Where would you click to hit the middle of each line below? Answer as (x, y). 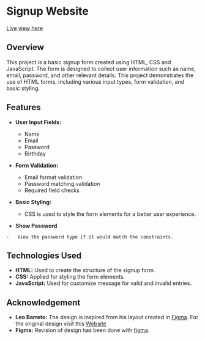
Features (24, 107)
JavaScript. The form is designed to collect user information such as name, (101, 68)
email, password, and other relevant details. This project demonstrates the (100, 75)
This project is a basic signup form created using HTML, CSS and (89, 62)
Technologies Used (44, 255)
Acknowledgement (43, 302)
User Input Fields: (38, 122)
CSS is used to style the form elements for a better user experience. (110, 214)
